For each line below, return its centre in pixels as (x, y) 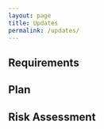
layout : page (30, 16)
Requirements (44, 63)
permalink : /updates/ (44, 30)
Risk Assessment (52, 117)
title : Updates (33, 23)
